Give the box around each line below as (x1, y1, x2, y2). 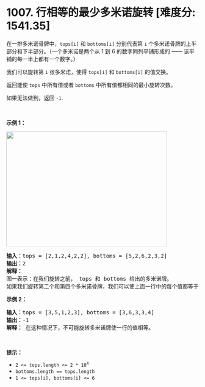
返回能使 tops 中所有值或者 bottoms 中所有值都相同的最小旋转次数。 (6, 81, 176, 89)
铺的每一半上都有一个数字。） (6, 55, 79, 62)
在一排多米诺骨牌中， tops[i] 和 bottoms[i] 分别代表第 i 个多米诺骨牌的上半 (6, 40, 197, 47)
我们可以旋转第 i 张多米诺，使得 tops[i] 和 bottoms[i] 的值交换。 (6, 68, 172, 75)
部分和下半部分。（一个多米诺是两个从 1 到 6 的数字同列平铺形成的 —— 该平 (6, 47, 195, 55)
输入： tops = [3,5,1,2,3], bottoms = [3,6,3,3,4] (6, 309, 154, 315)
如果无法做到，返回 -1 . (6, 94, 63, 101)
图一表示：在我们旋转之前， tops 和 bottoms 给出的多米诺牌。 (6, 275, 173, 282)
